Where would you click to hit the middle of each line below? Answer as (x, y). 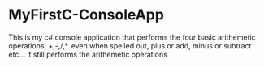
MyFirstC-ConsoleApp (87, 15)
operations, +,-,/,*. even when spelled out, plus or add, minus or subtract (130, 45)
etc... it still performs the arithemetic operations (88, 54)
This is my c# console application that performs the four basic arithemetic (132, 37)
